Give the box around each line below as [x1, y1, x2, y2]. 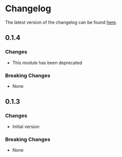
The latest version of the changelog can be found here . [5, 19, 118, 25]
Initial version [12, 123, 40, 129]
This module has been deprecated [12, 60, 82, 66]
